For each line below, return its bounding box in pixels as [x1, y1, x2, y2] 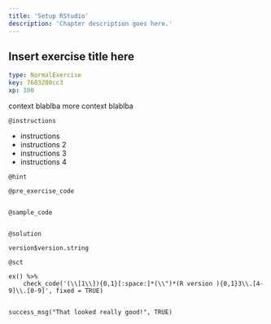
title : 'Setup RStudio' [8, 11, 90, 20]
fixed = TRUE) [55, 287, 104, 295]
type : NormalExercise [8, 71, 82, 80]
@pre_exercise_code [8, 186, 75, 195]
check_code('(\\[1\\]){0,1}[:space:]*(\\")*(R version [23, 279, 213, 287]
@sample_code [8, 208, 53, 217]
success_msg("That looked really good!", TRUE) [8, 308, 173, 316]
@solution [8, 230, 42, 238]
